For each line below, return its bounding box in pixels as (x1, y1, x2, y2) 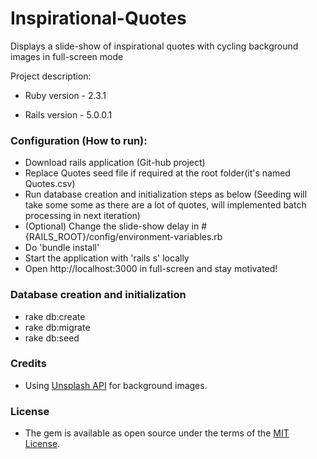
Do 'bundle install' (24, 242, 100, 254)
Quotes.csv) (24, 178, 76, 190)
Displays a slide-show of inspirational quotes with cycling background (10, 40, 299, 52)
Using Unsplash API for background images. (24, 379, 208, 391)
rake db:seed (24, 332, 80, 344)
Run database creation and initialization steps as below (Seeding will (24, 188, 308, 201)
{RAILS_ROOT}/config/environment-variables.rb (24, 231, 223, 243)
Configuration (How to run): (10, 133, 148, 147)
